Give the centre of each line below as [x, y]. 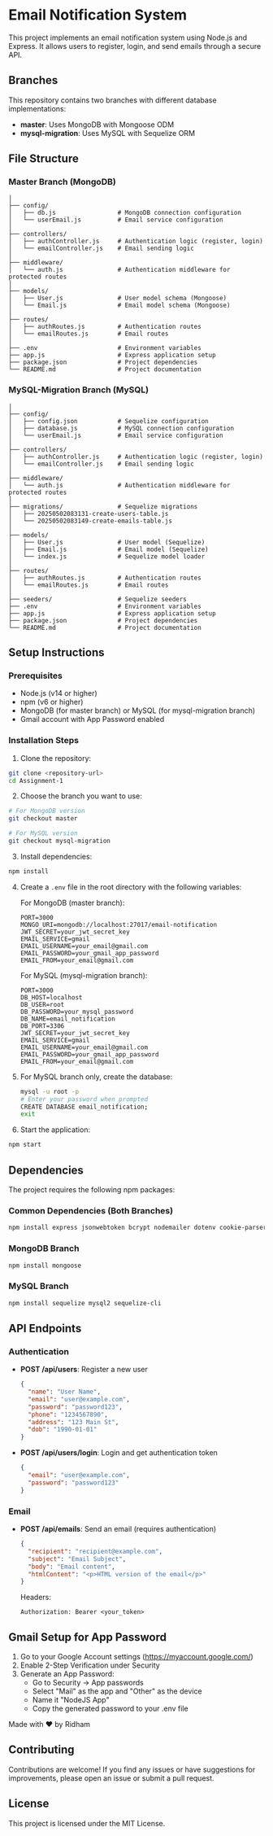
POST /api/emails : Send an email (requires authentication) [118, 1529]
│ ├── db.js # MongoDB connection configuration [125, 213]
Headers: [35, 1598]
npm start [25, 1145]
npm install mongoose [45, 1266]
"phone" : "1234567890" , [68, 1414]
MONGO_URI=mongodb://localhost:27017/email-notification [119, 925]
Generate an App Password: [67, 1674]
